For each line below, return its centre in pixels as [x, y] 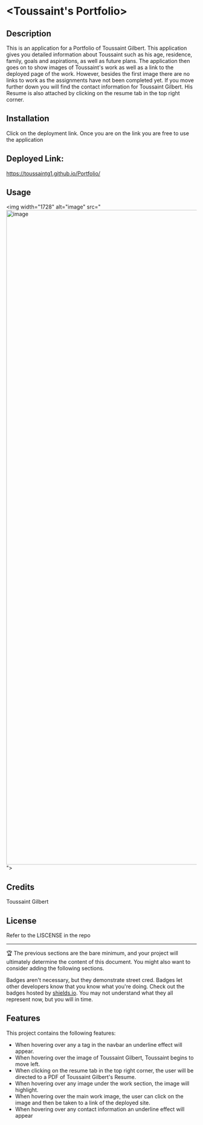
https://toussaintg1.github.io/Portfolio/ [53, 173]
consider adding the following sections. [55, 969]
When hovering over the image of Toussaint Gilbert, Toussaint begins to [104, 1057]
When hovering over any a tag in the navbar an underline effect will [98, 1044]
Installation [28, 119]
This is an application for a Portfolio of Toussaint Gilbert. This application [97, 48]
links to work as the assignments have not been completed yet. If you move [100, 80]
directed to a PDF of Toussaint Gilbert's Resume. [76, 1077]
